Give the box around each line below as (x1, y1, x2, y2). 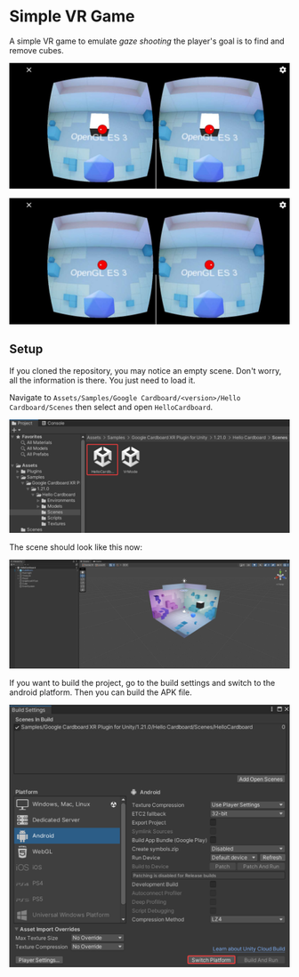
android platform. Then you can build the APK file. (9, 687, 193, 698)
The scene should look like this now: (9, 542, 143, 553)
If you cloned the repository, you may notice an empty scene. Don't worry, (9, 365, 282, 375)
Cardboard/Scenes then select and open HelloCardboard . (9, 401, 214, 412)
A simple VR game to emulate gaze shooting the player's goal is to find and (9, 36, 285, 46)
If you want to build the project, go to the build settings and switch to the (9, 678, 276, 689)
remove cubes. (9, 44, 64, 55)
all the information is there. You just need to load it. (9, 375, 196, 385)
